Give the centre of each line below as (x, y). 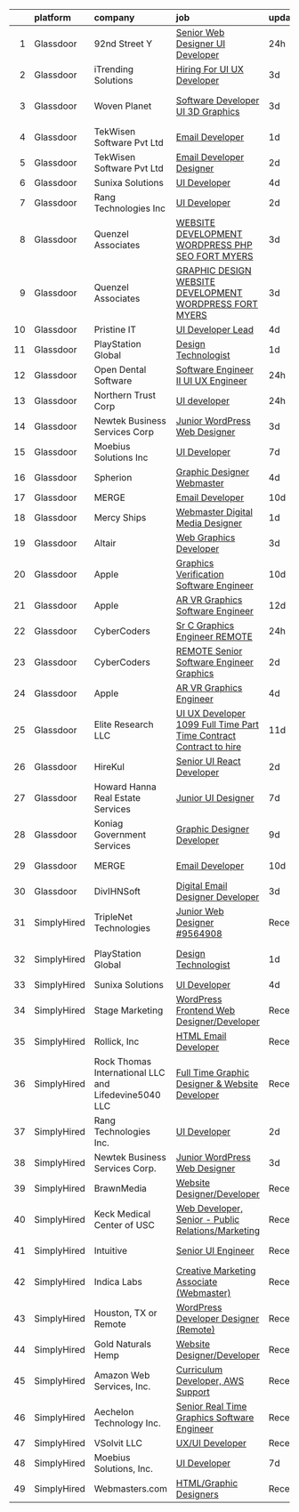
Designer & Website (217, 1083)
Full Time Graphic (213, 1073)
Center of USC (125, 1225)
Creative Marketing (216, 1270)
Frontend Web (206, 1011)
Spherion (113, 477)
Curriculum (199, 1370)
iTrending (114, 69)
